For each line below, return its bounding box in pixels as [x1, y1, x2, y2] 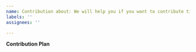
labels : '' [6, 14, 33, 20]
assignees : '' [6, 19, 41, 25]
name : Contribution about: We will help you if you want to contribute [6, 8, 184, 15]
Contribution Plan [6, 40, 50, 47]
